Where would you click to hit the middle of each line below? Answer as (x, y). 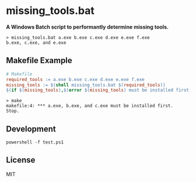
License (21, 160)
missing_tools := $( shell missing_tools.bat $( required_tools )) (86, 85)
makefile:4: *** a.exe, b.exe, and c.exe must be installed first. (90, 106)
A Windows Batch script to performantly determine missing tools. (87, 27)
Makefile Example (39, 60)
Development (31, 129)
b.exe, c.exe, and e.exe (36, 43)
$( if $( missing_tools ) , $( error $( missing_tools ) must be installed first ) (99, 90)
